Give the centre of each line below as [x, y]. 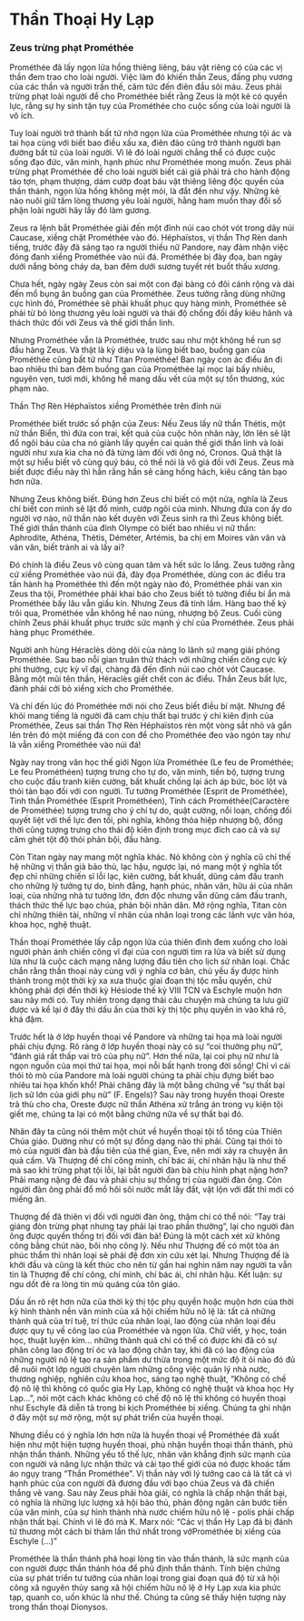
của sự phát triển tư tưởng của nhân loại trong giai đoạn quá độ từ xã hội [144, 1578]
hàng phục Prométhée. [52, 633]
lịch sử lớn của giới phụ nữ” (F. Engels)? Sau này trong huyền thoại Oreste [147, 1095]
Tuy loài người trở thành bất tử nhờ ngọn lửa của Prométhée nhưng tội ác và [151, 133]
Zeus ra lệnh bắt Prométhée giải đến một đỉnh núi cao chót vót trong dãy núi [152, 228]
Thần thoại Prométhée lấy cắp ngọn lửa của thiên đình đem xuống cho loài [149, 942]
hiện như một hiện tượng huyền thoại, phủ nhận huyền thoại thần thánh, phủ [151, 1445]
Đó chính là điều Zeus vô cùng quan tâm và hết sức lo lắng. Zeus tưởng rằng [152, 565]
